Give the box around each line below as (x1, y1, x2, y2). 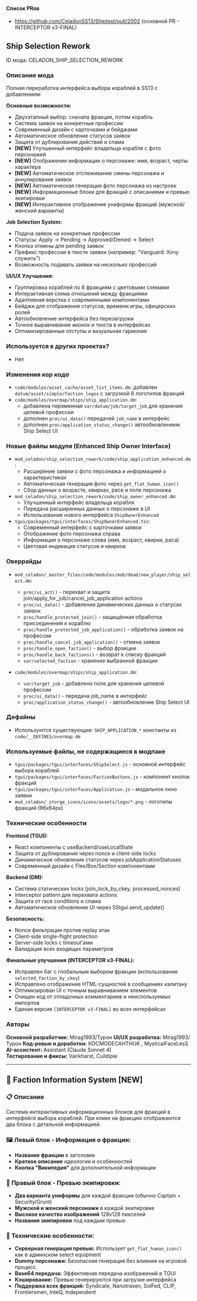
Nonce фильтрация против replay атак (14, 927, 110, 934)
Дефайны (6, 713, 36, 721)
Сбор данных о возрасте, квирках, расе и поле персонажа (23, 486, 172, 493)
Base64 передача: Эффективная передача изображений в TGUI (14, 1270, 176, 1277)
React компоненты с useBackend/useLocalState (14, 843, 133, 851)
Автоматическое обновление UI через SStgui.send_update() (14, 904, 165, 911)
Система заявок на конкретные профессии (14, 120, 123, 127)
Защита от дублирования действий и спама (14, 139, 125, 146)
